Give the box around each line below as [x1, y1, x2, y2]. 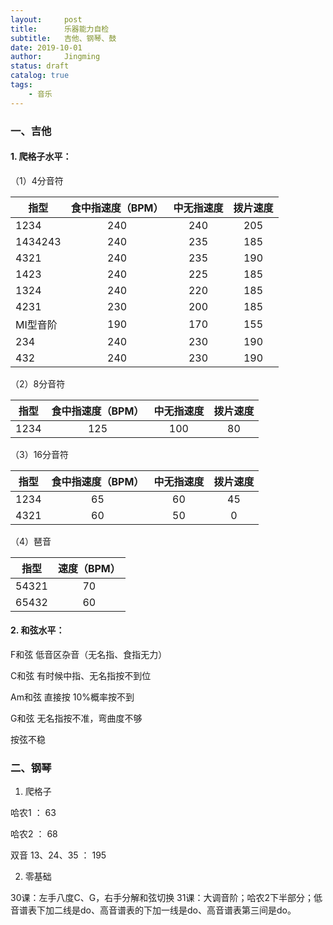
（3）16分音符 [10, 448, 70, 460]
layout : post [10, 14, 83, 25]
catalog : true [10, 71, 70, 81]
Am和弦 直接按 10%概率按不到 [10, 691, 135, 703]
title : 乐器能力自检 [10, 24, 110, 34]
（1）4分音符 [10, 174, 64, 186]
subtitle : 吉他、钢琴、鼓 [10, 33, 117, 43]
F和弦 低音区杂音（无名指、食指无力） [10, 648, 168, 660]
